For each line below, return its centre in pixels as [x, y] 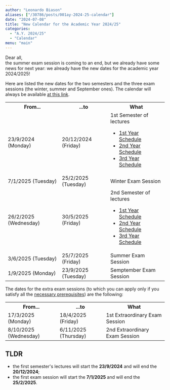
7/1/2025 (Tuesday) [32, 181]
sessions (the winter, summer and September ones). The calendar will [78, 89]
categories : [18, 29]
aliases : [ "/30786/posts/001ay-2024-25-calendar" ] [60, 15]
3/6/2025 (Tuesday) [32, 258]
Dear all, [14, 57]
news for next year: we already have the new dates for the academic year [82, 68]
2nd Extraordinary [127, 330]
